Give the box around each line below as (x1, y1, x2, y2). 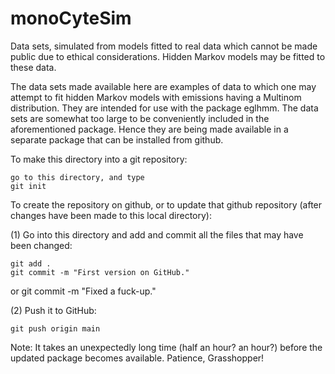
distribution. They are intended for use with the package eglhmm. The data (10, 102, 319, 114)
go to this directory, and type (10, 172, 145, 182)
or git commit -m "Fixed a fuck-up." (10, 285, 157, 297)
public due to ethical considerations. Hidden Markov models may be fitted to (10, 50, 326, 62)
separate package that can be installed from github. (10, 133, 224, 146)
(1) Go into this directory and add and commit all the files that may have (10, 228, 304, 241)
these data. (10, 61, 57, 73)
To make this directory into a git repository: (10, 153, 188, 165)
